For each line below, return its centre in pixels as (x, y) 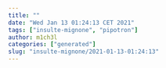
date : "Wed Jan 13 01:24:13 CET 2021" (71, 23)
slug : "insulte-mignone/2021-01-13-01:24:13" (83, 52)
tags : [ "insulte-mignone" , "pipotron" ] (73, 30)
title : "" (24, 15)
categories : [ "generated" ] (52, 45)
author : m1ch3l (33, 37)
